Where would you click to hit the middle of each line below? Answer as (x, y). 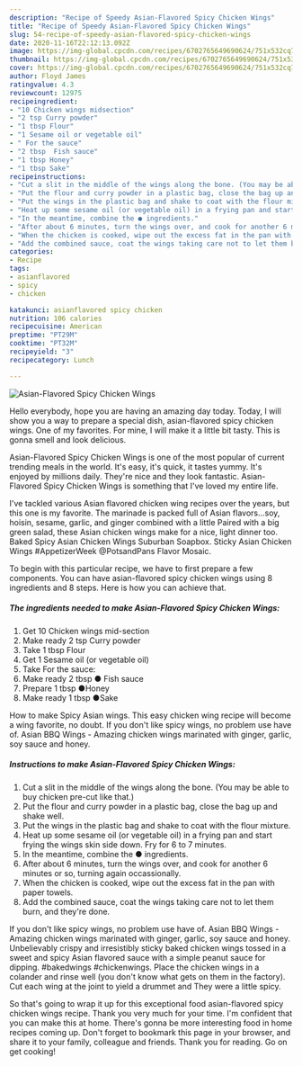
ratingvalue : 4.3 (42, 85)
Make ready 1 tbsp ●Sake (70, 697)
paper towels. (48, 892)
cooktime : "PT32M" (44, 344)
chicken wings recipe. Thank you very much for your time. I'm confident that (151, 1013)
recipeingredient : (44, 101)
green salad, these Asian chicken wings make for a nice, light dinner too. (144, 532)
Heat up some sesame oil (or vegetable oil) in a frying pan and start (147, 835)
